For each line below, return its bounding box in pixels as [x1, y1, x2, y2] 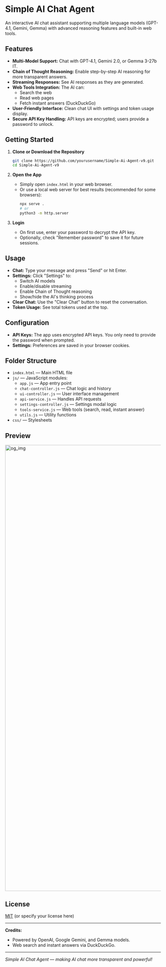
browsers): [19, 192, 42, 198]
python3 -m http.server [19, 211, 69, 216]
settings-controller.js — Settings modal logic [19, 401, 117, 407]
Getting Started [5, 135, 54, 144]
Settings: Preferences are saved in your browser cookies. [12, 342, 130, 348]
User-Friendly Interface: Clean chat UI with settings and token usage [12, 105, 154, 111]
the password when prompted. [12, 337, 75, 343]
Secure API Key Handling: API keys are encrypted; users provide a [12, 115, 149, 122]
